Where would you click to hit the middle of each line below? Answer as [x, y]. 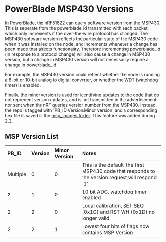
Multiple [17, 174]
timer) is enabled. [23, 85]
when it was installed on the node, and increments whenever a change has [81, 44]
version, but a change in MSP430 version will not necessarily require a [77, 59]
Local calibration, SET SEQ [113, 205]
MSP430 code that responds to [119, 171]
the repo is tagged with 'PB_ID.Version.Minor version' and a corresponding [81, 110]
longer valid [96, 218]
